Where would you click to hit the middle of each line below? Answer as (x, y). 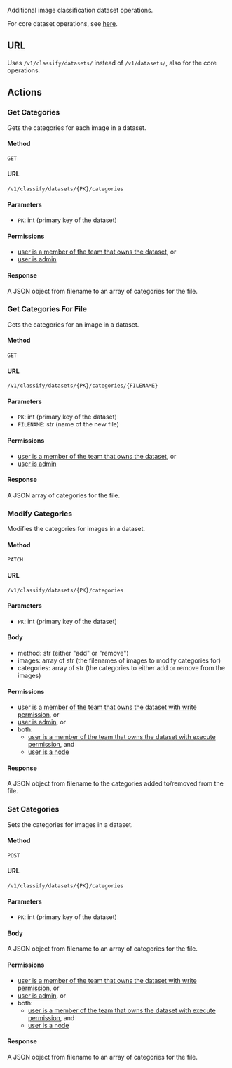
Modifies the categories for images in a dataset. (76, 529)
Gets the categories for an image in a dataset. (73, 324)
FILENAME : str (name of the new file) (68, 424)
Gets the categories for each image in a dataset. (77, 128)
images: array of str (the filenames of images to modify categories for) (119, 660)
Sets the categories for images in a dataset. (70, 824)
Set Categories (33, 809)
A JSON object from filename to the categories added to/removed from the (116, 783)
